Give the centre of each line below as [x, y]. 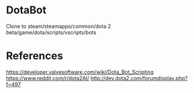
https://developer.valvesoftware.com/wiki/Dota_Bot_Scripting [80, 72]
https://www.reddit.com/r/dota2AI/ [48, 78]
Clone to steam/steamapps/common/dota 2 [58, 26]
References [34, 56]
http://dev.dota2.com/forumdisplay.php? [139, 78]
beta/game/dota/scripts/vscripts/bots [51, 32]
